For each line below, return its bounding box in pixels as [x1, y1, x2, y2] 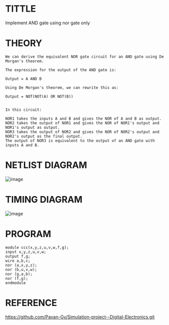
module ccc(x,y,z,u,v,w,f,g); [5, 245, 69, 250]
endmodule [5, 280, 26, 286]
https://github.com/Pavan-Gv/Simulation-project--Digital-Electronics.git [5, 314, 155, 320]
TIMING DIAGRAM [5, 194, 82, 205]
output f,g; [5, 254, 30, 259]
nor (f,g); [5, 276, 28, 281]
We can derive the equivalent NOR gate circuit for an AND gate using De [5, 54, 164, 59]
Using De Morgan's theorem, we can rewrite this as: [5, 85, 119, 90]
